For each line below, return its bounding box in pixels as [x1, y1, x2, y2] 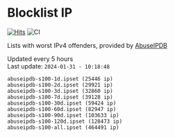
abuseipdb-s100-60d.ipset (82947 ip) [7, 105, 117, 112]
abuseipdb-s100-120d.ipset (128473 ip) [7, 118, 123, 125]
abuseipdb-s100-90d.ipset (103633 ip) [7, 112, 119, 119]
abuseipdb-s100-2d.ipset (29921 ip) [7, 81, 113, 88]
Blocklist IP [7, 5, 73, 21]
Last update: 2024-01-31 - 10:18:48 [7, 62, 110, 70]
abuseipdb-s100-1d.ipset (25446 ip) [7, 75, 113, 83]
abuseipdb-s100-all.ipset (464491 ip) [7, 123, 119, 131]
